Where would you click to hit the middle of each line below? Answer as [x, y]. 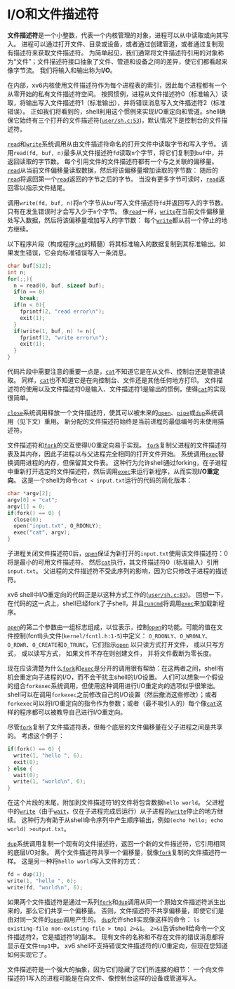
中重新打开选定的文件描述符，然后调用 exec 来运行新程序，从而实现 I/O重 [110, 471]
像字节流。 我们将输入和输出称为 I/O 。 [62, 70]
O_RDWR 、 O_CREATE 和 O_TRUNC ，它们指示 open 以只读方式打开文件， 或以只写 [113, 645]
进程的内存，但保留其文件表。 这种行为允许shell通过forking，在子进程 [127, 463]
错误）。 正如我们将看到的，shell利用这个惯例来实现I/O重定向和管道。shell [113, 111]
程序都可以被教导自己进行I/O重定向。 [73, 712]
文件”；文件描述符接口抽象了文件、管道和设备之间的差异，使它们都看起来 [122, 61]
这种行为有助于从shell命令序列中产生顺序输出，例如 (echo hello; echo [122, 820]
